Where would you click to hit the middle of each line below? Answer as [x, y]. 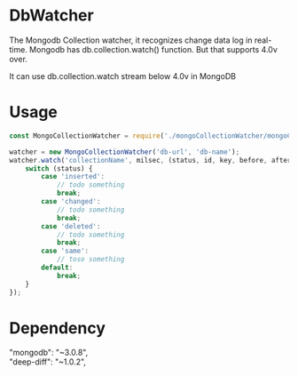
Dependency [58, 328]
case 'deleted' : [71, 226]
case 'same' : [65, 251]
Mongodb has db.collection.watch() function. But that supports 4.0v [153, 49]
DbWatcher [52, 16]
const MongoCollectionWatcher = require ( [87, 136]
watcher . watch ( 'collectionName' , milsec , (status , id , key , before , [138, 160]
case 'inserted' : [73, 177]
